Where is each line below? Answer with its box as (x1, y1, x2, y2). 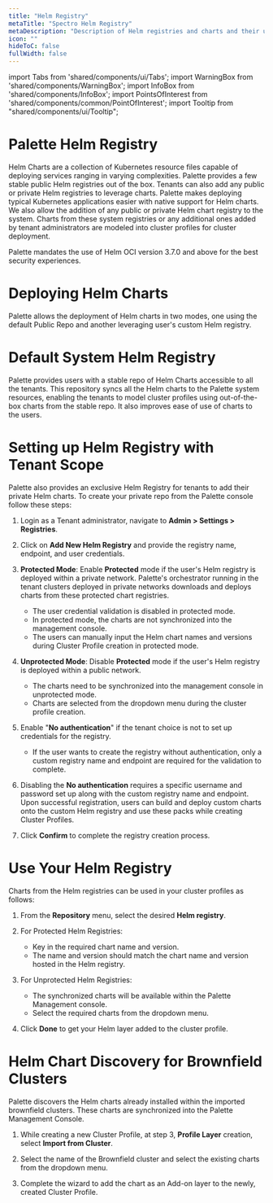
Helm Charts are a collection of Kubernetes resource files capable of (8, 162, 238, 172)
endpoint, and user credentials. (19, 549, 125, 558)
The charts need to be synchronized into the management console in (32, 680, 264, 690)
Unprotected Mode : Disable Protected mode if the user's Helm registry (19, 656, 260, 666)
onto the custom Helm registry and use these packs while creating (19, 806, 243, 816)
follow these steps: (8, 500, 71, 510)
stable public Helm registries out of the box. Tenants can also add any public (8, 179, 265, 189)
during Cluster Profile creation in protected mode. (32, 641, 199, 650)
